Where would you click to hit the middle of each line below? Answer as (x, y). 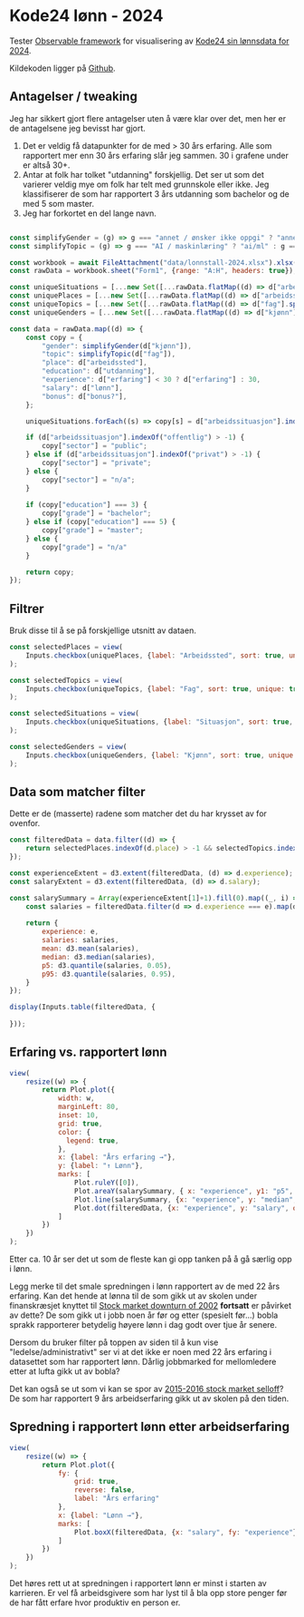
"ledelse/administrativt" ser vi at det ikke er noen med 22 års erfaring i (141, 1352)
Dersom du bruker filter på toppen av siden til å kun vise (114, 1342)
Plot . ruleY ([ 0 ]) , (107, 1183)
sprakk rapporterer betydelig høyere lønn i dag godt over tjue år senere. (143, 1325)
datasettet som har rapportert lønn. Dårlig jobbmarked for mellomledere (143, 1362)
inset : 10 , (78, 1115)
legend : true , (93, 1140)
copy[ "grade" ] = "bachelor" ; (97, 513)
